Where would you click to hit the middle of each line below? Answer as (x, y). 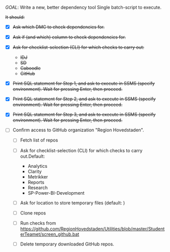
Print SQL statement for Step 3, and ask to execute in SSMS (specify (84, 115)
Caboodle (30, 68)
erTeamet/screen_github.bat (50, 234)
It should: (15, 17)
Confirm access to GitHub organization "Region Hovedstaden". (78, 130)
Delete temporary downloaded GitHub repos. (67, 244)
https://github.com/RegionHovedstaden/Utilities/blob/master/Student (92, 229)
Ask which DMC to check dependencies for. (59, 27)
